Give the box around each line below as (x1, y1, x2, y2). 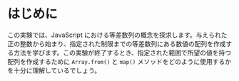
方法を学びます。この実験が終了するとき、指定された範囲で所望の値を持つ (13, 48, 232, 57)
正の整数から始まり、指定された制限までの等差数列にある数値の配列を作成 (7, 39, 226, 48)
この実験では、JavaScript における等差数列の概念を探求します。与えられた (7, 31, 228, 39)
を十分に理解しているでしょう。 (7, 66, 101, 75)
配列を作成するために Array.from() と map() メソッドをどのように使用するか (7, 57, 232, 65)
